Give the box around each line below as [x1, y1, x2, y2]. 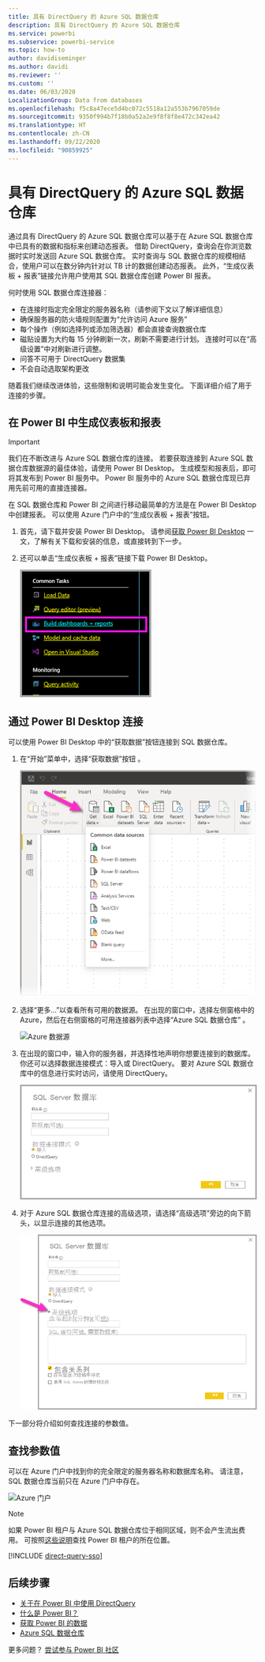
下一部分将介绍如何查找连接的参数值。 [8, 1418, 132, 1428]
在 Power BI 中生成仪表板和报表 [8, 415, 162, 429]
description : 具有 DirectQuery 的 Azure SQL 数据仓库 [8, 21, 181, 29]
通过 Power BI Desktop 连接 [8, 714, 144, 728]
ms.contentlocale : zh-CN [8, 130, 90, 138]
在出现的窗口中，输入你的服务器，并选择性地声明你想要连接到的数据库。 [19, 1048, 255, 1058]
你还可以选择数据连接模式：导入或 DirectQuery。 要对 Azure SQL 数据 [19, 1058, 247, 1068]
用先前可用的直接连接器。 [8, 483, 91, 493]
